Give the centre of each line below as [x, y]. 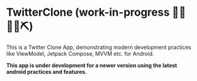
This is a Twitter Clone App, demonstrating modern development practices [99, 47]
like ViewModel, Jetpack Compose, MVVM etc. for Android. [80, 53]
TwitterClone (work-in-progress [88, 12]
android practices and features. [47, 71]
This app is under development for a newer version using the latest [92, 65]
